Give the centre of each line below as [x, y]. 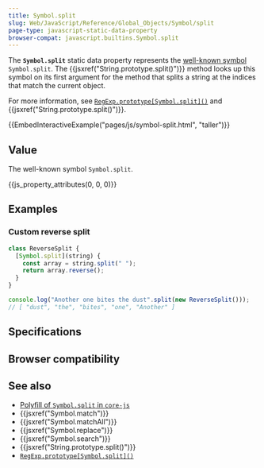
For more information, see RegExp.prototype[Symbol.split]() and [115, 101]
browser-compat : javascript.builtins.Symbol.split [94, 38]
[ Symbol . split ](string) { [58, 256]
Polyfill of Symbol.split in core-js [75, 405]
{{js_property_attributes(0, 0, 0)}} [63, 184]
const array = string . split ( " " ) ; [79, 263]
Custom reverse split [49, 232]
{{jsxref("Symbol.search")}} [65, 439]
